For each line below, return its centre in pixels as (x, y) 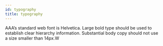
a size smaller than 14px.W (32, 38)
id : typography (21, 9)
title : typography (24, 14)
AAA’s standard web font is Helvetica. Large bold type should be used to (79, 28)
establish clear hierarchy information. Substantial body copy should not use (82, 33)
